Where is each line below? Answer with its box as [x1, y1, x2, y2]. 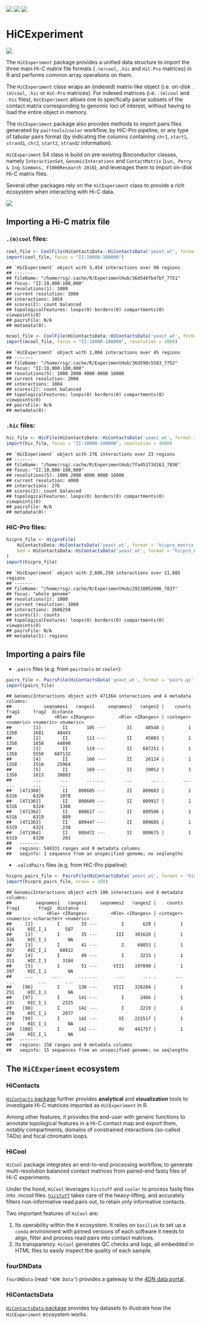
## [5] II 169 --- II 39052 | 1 [6, 767, 191, 773]
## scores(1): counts [6, 612, 60, 618]
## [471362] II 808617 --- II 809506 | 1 [6, 809, 191, 815]
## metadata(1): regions [6, 633, 68, 639]
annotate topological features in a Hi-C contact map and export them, [6, 1119, 178, 1126]
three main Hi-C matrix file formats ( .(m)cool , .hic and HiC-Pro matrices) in [6, 65, 192, 72]
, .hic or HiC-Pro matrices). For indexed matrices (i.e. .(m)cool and [25, 89, 190, 96]
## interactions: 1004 [6, 381, 63, 387]
